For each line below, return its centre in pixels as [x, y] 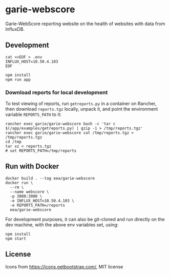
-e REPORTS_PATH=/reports [38, 205]
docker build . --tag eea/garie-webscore [50, 178]
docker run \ [19, 183]
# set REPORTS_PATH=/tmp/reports [41, 151]
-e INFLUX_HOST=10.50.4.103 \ [42, 201]
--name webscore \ [30, 192]
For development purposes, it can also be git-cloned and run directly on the [85, 219]
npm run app [18, 80]
